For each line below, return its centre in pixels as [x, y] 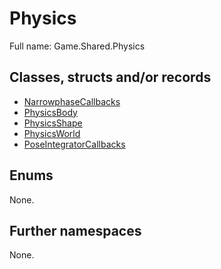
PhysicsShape [53, 123]
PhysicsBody [50, 112]
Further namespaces [75, 230]
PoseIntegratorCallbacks [74, 144]
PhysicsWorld [52, 133]
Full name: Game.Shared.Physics [77, 46]
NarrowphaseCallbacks [72, 101]
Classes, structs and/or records [110, 77]
